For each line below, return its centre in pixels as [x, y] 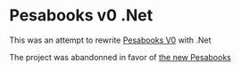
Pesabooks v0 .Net [81, 16]
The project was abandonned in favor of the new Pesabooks [120, 57]
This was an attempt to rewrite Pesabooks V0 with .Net [110, 40]
